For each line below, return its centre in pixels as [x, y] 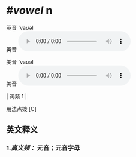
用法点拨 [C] [22, 109]
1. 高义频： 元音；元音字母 [43, 148]
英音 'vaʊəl [20, 27]
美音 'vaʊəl [20, 62]
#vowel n [29, 10]
